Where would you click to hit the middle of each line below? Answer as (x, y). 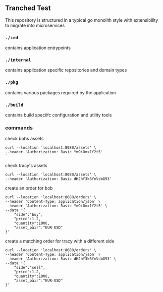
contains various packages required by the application (61, 92)
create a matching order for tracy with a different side (60, 241)
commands (19, 127)
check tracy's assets (26, 166)
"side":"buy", (28, 215)
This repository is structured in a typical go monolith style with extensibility (82, 20)
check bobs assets (24, 139)
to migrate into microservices (35, 25)
